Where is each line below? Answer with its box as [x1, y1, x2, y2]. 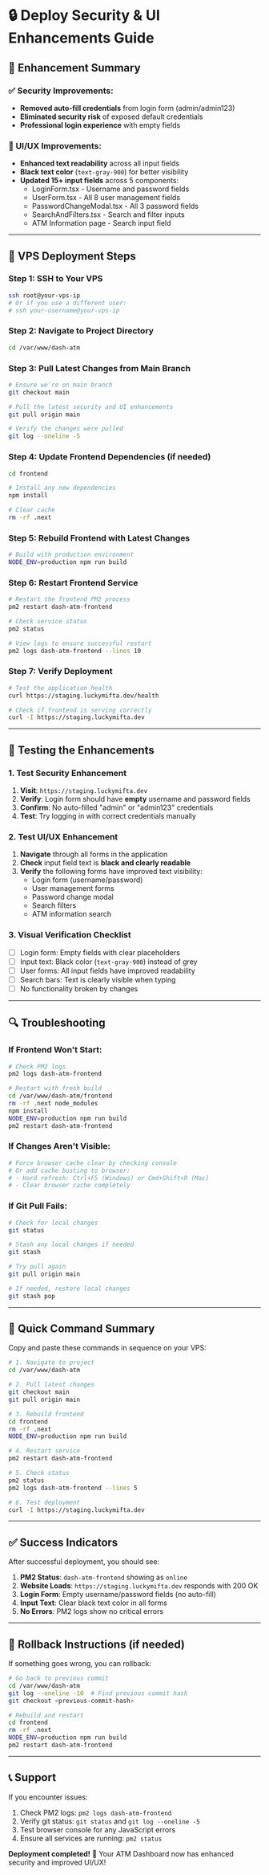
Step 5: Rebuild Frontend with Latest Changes [8, 532, 191, 543]
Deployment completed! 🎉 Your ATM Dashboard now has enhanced [8, 1848, 235, 1858]
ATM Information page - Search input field [31, 219, 171, 228]
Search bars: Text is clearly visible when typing [19, 974, 176, 984]
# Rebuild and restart [8, 1711, 84, 1719]
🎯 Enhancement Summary [8, 61, 142, 75]
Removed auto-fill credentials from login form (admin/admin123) [19, 103, 235, 112]
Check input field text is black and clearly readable [19, 858, 191, 868]
